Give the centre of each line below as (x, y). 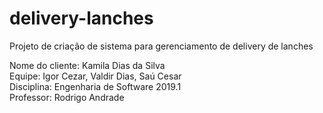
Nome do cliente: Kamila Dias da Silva (87, 65)
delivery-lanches (81, 18)
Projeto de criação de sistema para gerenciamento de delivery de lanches (161, 46)
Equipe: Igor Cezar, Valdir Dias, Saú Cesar (95, 76)
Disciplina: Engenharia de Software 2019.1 (95, 86)
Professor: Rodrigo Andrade (67, 97)
